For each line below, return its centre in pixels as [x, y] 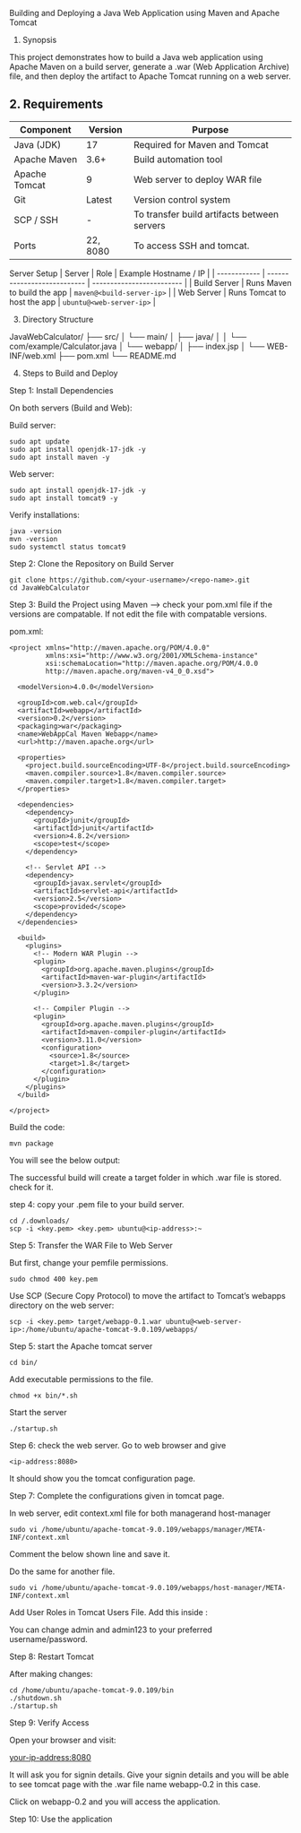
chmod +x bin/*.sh [43, 1396]
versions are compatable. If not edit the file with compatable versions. [138, 614]
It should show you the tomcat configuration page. [102, 1478]
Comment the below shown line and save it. [90, 1553]
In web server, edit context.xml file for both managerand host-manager [140, 1513]
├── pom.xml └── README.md [117, 355]
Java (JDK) [38, 144]
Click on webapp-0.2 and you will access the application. [115, 1802]
